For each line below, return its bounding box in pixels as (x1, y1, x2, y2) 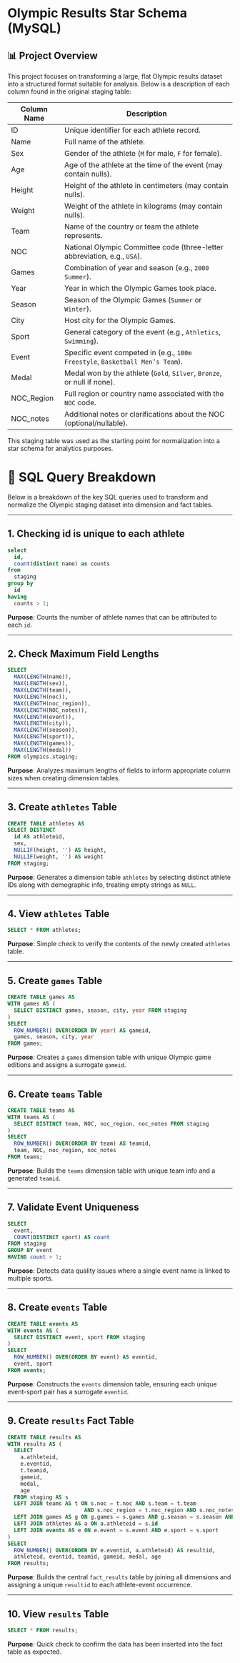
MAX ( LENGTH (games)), (14, 740, 75, 748)
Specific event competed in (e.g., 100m (64, 348, 192, 357)
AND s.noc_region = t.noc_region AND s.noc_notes (84, 1506, 235, 1514)
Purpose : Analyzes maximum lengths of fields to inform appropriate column (7, 766, 231, 775)
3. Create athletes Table (7, 801, 117, 813)
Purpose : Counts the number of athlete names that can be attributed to (7, 612, 217, 621)
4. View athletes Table (7, 908, 110, 920)
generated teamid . (7, 1173, 61, 1182)
